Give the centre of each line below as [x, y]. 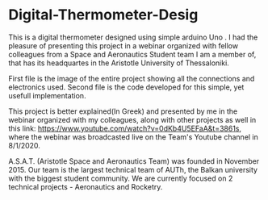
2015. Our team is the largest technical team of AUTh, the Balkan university [133, 169]
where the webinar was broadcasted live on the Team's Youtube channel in [133, 137]
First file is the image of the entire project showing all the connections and [132, 78]
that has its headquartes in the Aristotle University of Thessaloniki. [119, 63]
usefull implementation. [47, 95]
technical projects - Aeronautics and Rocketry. [86, 186]
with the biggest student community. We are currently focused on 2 [121, 178]
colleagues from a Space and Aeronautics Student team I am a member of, [132, 54]
